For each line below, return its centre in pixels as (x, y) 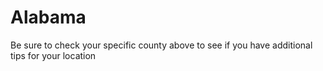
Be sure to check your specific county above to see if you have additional (161, 45)
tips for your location (53, 55)
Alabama (48, 17)
